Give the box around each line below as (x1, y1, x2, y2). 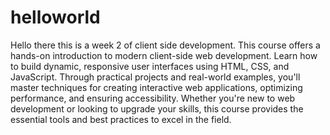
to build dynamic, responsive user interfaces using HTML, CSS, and (10, 60, 290, 72)
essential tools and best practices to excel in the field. (10, 113, 232, 125)
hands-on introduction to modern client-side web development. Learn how (10, 49, 318, 61)
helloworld (10, 6, 101, 29)
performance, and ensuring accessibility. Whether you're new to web (10, 92, 296, 104)
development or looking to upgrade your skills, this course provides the (10, 102, 304, 115)
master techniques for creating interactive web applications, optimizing (10, 81, 303, 93)
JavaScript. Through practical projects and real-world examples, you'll (10, 71, 301, 83)
